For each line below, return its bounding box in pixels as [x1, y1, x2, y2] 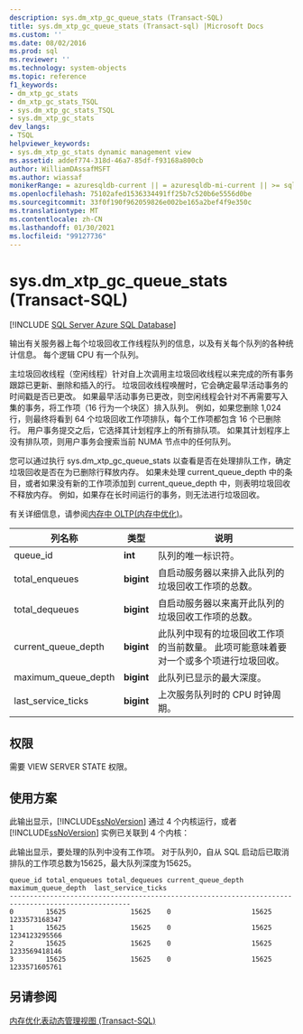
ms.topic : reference [9, 72, 87, 81]
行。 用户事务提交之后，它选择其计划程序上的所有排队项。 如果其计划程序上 [9, 425, 290, 436]
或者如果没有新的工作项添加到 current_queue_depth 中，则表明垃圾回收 [24, 478, 291, 489]
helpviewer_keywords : [9, 139, 91, 148]
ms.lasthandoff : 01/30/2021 [9, 223, 115, 232]
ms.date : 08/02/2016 [9, 38, 87, 48]
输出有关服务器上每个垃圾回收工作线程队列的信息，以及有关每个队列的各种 [9, 338, 286, 349]
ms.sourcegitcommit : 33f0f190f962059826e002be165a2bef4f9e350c [9, 198, 252, 208]
